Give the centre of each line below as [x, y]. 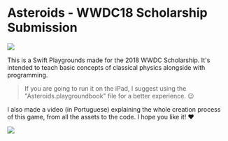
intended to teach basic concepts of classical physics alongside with [106, 67]
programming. [28, 75]
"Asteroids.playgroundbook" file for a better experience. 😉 [109, 96]
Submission [43, 28]
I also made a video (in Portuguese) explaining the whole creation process [114, 109]
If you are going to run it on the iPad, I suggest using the [105, 88]
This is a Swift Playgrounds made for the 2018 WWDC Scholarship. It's [109, 60]
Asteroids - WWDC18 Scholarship [107, 13]
